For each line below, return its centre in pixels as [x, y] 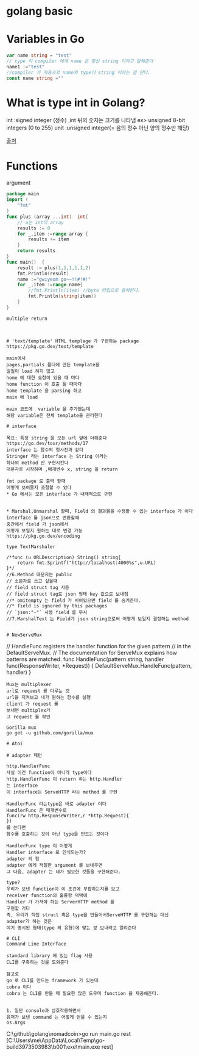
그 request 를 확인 [28, 717]
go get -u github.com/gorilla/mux [50, 733]
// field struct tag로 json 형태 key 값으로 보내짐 [68, 594]
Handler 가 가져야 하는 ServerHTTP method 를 [61, 902]
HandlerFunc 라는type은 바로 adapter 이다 [56, 804]
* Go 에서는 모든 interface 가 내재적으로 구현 [59, 494]
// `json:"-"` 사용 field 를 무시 [47, 612]
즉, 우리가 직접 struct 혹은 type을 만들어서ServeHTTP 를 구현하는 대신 [88, 915]
